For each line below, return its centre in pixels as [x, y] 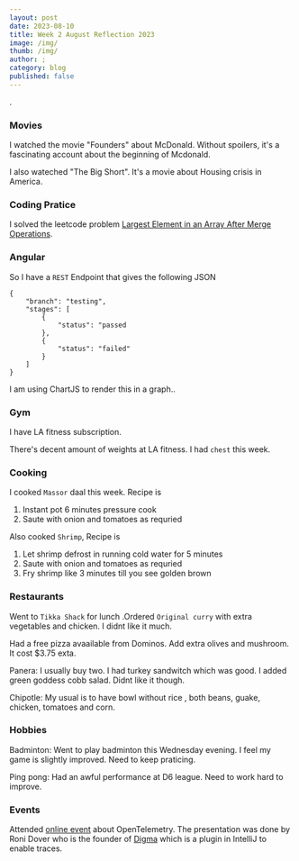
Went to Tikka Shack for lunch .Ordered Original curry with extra [131, 616]
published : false [42, 77]
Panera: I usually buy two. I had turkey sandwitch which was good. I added [148, 670]
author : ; [28, 59]
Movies [26, 125]
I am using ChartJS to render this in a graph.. [92, 389]
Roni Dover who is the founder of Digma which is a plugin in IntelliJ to [138, 839]
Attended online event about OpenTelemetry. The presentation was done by [150, 829]
